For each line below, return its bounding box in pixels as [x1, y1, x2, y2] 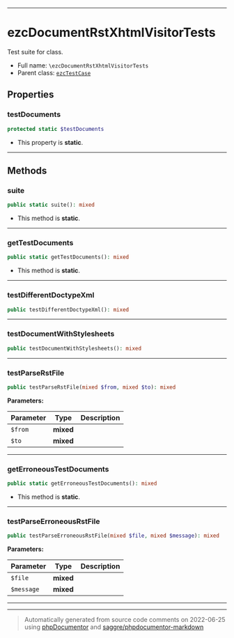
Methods [7, 164, 47, 176]
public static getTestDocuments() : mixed [7, 254, 130, 261]
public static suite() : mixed [7, 201, 95, 209]
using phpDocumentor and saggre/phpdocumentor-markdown [24, 623, 204, 631]
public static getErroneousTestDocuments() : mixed [7, 480, 157, 488]
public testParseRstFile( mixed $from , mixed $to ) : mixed [7, 384, 176, 391]
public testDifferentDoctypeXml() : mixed [7, 306, 130, 313]
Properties [7, 88, 54, 101]
